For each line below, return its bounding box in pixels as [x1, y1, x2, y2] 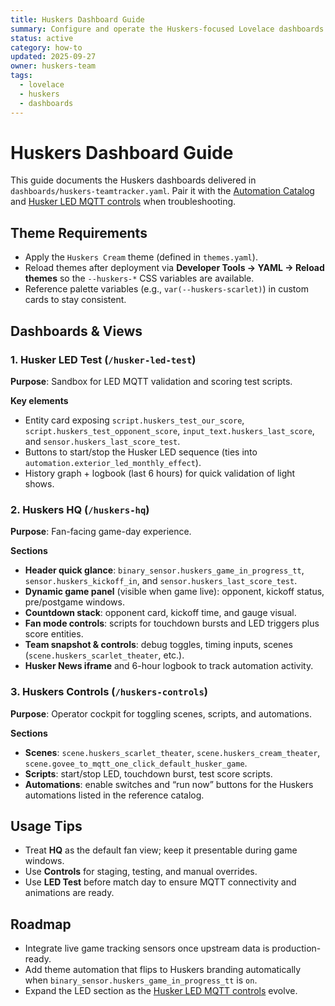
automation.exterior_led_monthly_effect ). [24, 456, 202, 468]
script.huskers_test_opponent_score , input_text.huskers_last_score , [24, 424, 315, 436]
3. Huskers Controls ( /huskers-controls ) [10, 685, 208, 699]
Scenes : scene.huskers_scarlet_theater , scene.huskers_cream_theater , [24, 746, 321, 758]
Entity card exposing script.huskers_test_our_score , [24, 414, 245, 426]
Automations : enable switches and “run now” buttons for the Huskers [24, 778, 314, 790]
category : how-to [10, 42, 83, 53]
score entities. [24, 628, 84, 640]
